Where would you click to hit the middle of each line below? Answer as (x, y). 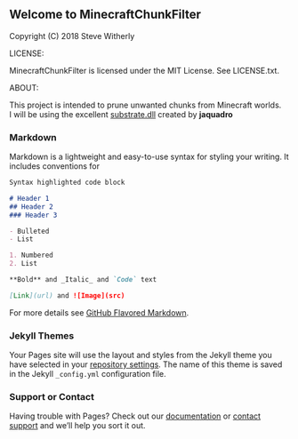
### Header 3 (33, 215)
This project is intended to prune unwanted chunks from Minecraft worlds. (145, 105)
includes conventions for (55, 166)
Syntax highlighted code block (67, 183)
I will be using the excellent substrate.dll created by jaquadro (121, 114)
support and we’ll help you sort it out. (77, 426)
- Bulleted (29, 231)
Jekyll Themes (42, 335)
